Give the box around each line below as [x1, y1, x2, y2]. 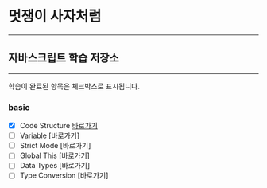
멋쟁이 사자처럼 [8, 7, 102, 25]
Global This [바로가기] [19, 151, 90, 160]
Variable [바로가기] [19, 131, 80, 140]
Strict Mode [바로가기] [19, 141, 91, 151]
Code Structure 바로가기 [19, 121, 98, 131]
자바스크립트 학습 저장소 [8, 51, 119, 65]
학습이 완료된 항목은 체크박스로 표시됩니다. [8, 81, 141, 91]
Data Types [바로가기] [19, 161, 91, 170]
